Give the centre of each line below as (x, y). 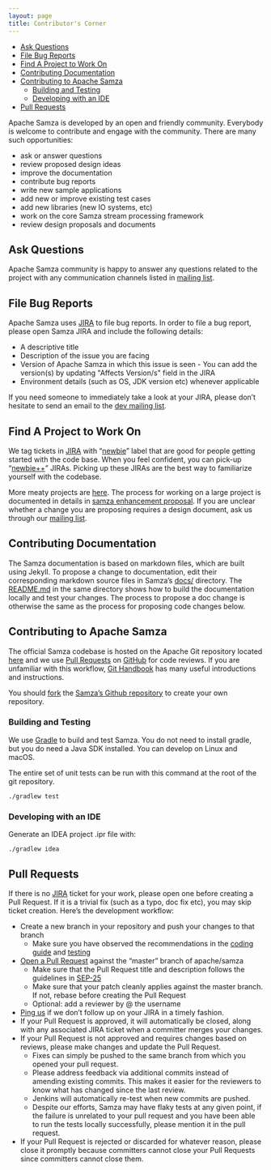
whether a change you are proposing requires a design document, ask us (130, 509)
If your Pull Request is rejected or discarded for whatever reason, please (140, 1141)
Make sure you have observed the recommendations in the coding (143, 943)
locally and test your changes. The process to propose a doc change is (127, 597)
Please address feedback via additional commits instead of (130, 1072)
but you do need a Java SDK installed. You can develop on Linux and (123, 748)
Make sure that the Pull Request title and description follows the (138, 969)
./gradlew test (34, 796)
